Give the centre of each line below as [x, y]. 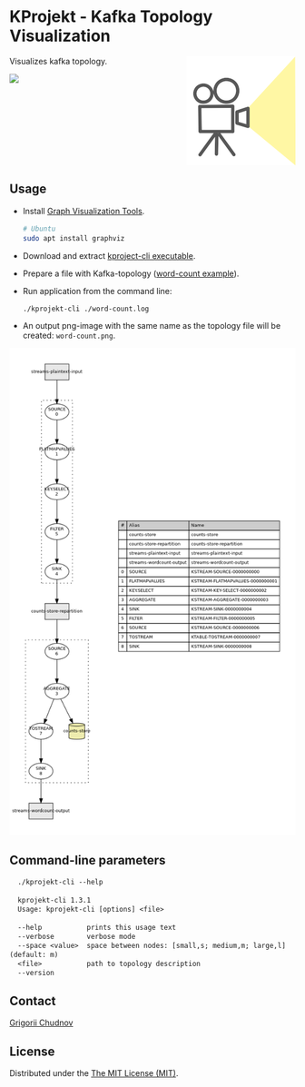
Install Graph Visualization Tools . [84, 211]
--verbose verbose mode [77, 937]
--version [36, 973]
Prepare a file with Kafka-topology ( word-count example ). [131, 273]
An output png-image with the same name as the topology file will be [152, 326]
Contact [33, 1001]
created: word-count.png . [69, 336]
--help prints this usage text [97, 928]
